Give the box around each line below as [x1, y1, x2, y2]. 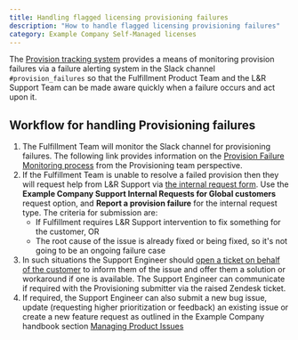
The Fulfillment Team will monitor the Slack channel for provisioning [21, 142, 271, 152]
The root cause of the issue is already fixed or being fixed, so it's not [35, 236, 287, 247]
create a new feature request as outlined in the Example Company [21, 312, 265, 322]
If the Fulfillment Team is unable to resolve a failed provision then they [21, 170, 279, 181]
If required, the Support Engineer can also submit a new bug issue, [21, 293, 268, 304]
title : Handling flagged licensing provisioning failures [9, 12, 229, 22]
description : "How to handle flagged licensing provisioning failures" [9, 21, 280, 30]
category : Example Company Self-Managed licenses [9, 29, 197, 38]
